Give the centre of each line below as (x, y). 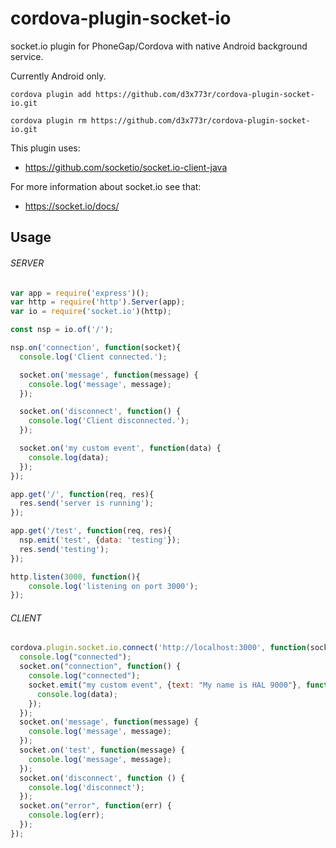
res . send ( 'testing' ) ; (64, 549)
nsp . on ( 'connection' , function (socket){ (96, 348)
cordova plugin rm (48, 120)
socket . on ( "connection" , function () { (100, 667)
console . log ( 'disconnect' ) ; (86, 787)
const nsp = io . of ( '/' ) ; (62, 330)
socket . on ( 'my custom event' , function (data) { (120, 448)
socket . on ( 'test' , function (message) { (102, 750)
